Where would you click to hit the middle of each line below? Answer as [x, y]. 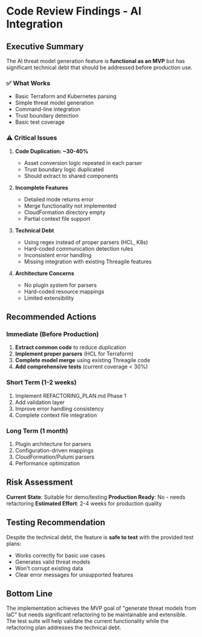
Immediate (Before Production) [53, 334]
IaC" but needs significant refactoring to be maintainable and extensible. [96, 615]
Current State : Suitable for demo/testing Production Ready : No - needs [96, 497]
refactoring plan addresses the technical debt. [64, 628]
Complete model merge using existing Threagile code [83, 360]
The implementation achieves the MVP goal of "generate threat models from [101, 608]
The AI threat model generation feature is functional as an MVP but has [96, 61]
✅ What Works [28, 83]
